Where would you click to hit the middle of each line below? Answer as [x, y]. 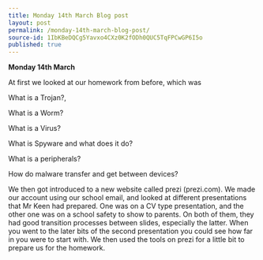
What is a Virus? [35, 128]
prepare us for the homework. [57, 248]
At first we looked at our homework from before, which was [105, 83]
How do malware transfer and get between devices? [93, 174]
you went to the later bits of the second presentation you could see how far [131, 231]
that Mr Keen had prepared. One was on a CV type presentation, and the [126, 206]
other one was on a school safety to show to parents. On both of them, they [131, 214]
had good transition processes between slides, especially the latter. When [128, 223]
